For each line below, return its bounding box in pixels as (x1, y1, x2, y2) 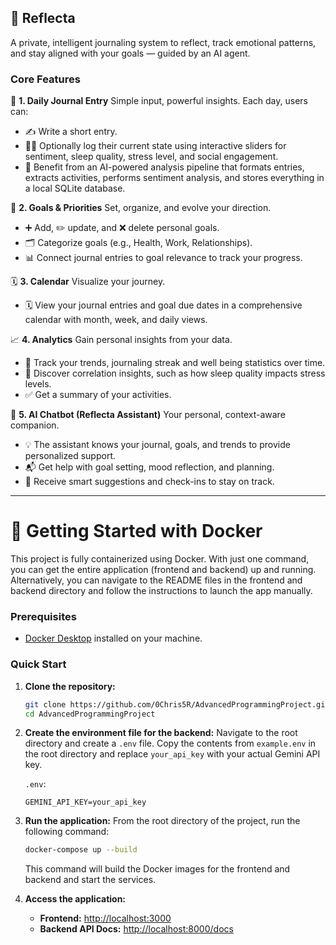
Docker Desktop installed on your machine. (24, 632, 203, 645)
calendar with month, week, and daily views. (24, 314, 208, 326)
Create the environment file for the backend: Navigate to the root (24, 727, 298, 739)
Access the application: (24, 893, 127, 905)
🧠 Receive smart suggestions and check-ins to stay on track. (24, 476, 275, 488)
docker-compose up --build (24, 845, 138, 855)
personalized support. (24, 450, 117, 462)
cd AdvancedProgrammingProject (24, 709, 156, 719)
